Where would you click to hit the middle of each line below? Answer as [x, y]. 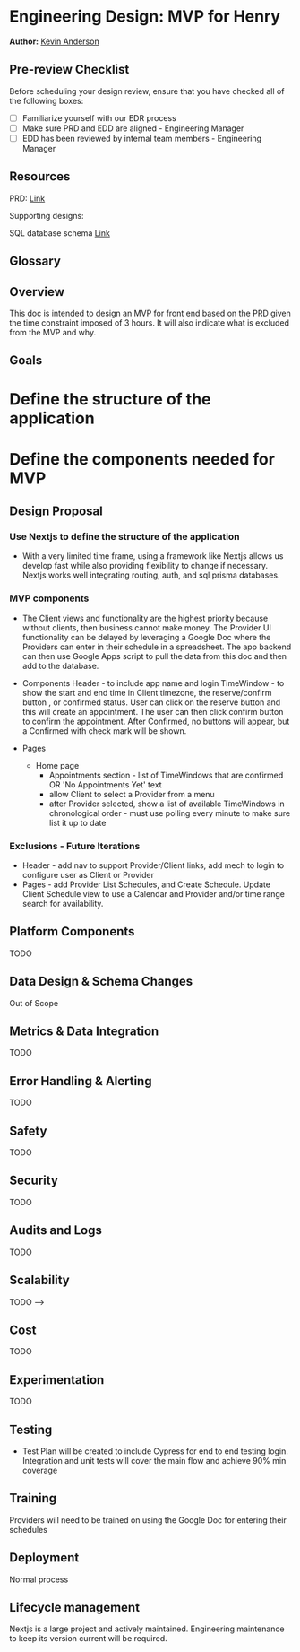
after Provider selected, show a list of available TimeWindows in [167, 804]
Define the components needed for [142, 459]
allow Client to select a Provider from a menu [132, 794]
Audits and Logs [56, 1230]
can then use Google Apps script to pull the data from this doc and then [154, 656]
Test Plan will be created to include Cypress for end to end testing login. [155, 1451]
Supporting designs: [47, 215]
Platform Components [72, 931]
